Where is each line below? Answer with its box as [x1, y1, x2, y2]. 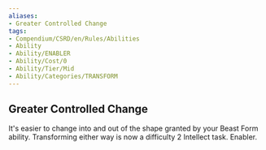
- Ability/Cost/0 [8, 58, 68, 66]
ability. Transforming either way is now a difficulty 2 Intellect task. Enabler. [8, 132, 258, 142]
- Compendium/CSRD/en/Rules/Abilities [8, 34, 140, 43]
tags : [8, 27, 27, 35]
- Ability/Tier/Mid [8, 65, 75, 73]
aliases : [8, 11, 38, 20]
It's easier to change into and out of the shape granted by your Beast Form [8, 123, 259, 134]
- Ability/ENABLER [8, 49, 71, 58]
